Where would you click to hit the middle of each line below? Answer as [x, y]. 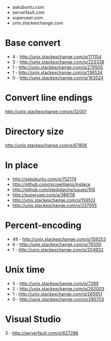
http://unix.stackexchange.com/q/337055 [55, 205]
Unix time [25, 269]
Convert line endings [49, 98]
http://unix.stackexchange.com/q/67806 [46, 145]
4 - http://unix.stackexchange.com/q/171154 [57, 57]
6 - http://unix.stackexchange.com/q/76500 [57, 244]
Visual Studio [33, 319]
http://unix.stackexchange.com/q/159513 [54, 200]
